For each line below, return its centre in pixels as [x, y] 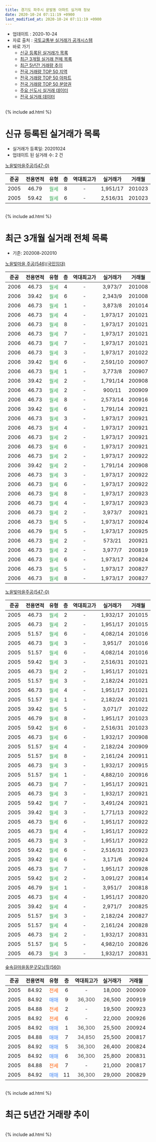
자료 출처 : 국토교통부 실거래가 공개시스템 [52, 40]
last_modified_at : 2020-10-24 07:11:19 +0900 [53, 19]
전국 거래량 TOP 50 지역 [43, 72]
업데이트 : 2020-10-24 [35, 34]
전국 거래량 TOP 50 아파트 [45, 78]
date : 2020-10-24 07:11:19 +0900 [40, 15]
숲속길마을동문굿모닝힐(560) [33, 967]
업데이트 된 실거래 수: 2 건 [38, 155]
